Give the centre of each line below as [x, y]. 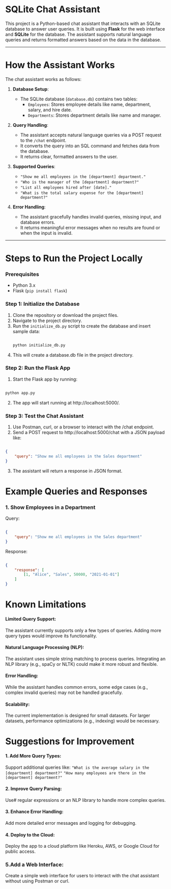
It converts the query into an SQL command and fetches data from [90, 146]
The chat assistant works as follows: [44, 79]
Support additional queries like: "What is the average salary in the [77, 767]
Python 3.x [24, 285]
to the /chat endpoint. [43, 140]
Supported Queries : [34, 166]
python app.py [20, 393]
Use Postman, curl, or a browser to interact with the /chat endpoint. [83, 427]
